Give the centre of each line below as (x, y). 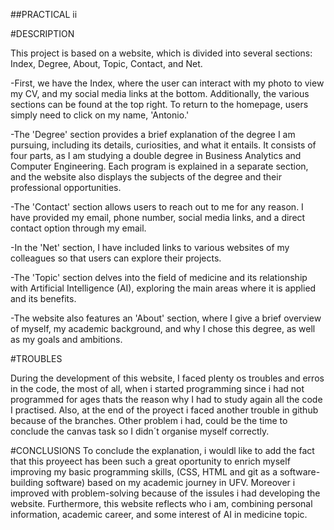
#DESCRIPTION (42, 33)
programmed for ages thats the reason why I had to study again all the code (166, 399)
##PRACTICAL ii (44, 14)
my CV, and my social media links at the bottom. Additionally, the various (160, 93)
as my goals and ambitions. (66, 339)
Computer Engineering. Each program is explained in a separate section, (159, 166)
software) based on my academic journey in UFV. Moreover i (170, 482)
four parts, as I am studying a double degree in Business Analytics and (156, 155)
